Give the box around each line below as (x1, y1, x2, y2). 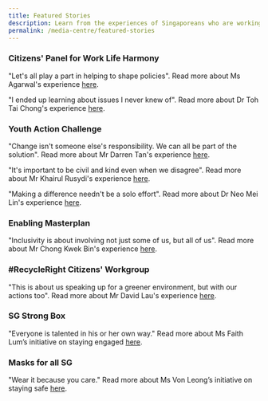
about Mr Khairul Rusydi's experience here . (8, 173, 151, 183)
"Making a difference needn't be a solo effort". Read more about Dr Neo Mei (8, 189, 258, 199)
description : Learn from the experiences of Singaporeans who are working (8, 19, 262, 27)
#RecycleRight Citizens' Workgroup (8, 264, 150, 275)
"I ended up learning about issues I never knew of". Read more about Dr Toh (8, 95, 259, 104)
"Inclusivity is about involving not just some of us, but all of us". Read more (8, 236, 254, 246)
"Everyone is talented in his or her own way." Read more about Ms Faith (8, 328, 243, 338)
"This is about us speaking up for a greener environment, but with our (8, 282, 238, 292)
